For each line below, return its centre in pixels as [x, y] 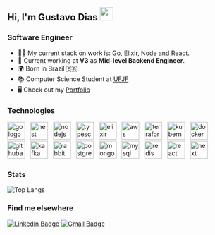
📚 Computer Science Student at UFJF [73, 79]
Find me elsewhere [41, 208]
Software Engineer [40, 37]
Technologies [31, 110]
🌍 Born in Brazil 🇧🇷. [48, 68]
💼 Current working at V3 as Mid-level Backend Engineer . [101, 60]
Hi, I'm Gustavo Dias [53, 17]
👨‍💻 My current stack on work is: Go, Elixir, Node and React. [104, 53]
